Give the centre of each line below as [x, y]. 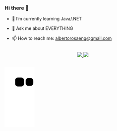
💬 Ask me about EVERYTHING [42, 28]
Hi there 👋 [17, 8]
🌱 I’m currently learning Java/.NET [47, 19]
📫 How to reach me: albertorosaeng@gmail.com [62, 38]
